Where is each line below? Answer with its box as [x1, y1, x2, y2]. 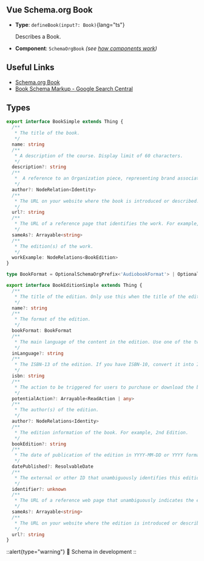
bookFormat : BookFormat [12, 328, 72, 334]
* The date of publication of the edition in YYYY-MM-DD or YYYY [14, 452, 183, 459]
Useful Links [6, 62, 55, 72]
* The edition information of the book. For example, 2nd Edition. [14, 429, 189, 436]
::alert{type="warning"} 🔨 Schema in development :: [6, 548, 137, 556]
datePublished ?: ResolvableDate [12, 464, 94, 470]
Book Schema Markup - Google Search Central [15, 85, 134, 92]
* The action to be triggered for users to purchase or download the [14, 384, 194, 390]
